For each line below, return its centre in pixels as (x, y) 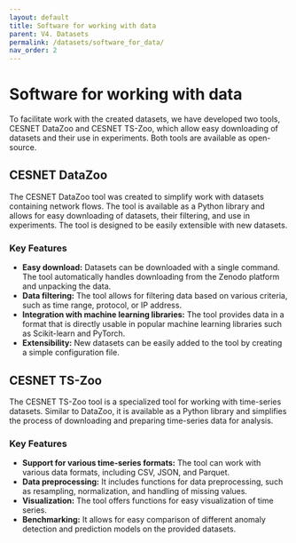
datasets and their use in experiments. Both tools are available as (128, 138)
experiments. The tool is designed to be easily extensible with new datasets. (148, 225)
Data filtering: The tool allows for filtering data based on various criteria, (155, 296)
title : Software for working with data (83, 26)
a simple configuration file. (70, 353)
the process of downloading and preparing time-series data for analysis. (141, 420)
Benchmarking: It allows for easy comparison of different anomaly (144, 520)
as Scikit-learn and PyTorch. (74, 333)
